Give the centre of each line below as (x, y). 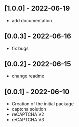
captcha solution (29, 109)
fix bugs (20, 48)
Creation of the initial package (43, 104)
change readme (28, 76)
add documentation (32, 20)
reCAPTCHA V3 (28, 120)
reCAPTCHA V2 (28, 114)
